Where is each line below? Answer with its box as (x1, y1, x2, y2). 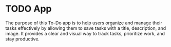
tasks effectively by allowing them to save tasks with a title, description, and (5, 25, 166, 31)
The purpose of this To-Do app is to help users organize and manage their (5, 20, 163, 26)
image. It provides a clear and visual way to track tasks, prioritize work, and (5, 30, 165, 36)
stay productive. (5, 36, 40, 42)
